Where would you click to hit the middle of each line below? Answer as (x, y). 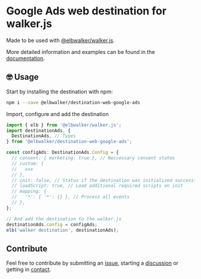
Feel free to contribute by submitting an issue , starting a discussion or (92, 263)
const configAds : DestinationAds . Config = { (63, 153)
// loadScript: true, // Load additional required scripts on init (98, 186)
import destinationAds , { (38, 131)
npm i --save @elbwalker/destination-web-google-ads (73, 102)
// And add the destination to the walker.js (64, 219)
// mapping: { (29, 192)
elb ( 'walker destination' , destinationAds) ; (63, 230)
